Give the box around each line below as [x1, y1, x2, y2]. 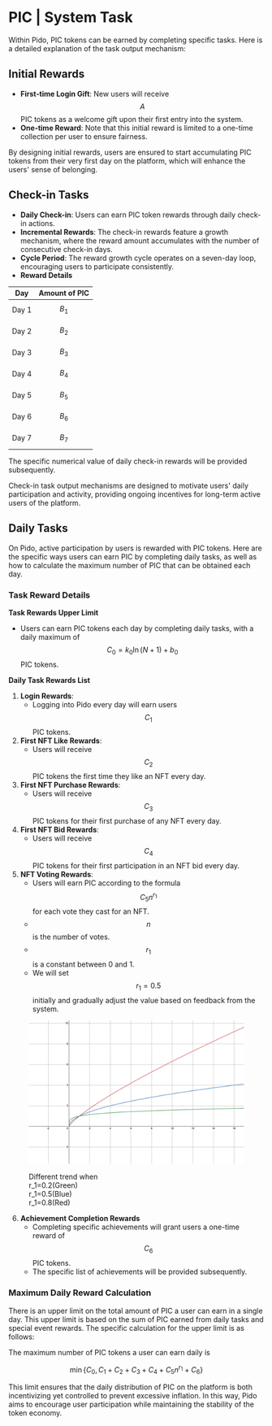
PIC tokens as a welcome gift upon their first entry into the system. [19, 114, 244, 124]
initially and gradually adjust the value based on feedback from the [32, 996, 256, 1006]
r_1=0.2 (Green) [28, 1180, 79, 1190]
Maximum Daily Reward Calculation [8, 1287, 152, 1298]
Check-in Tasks [8, 188, 89, 202]
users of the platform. [8, 498, 81, 507]
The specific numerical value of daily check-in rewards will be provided [8, 456, 248, 466]
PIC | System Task [8, 8, 133, 27]
